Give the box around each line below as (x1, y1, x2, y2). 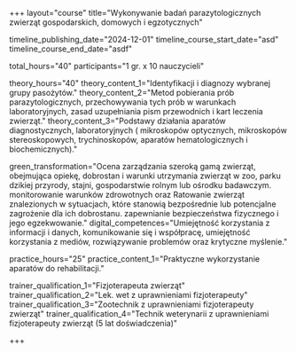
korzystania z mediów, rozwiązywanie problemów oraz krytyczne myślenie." (9, 237, 288, 247)
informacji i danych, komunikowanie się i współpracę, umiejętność (9, 227, 251, 238)
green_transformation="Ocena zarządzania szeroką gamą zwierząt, (9, 161, 256, 171)
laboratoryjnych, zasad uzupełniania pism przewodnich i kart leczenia (9, 106, 263, 116)
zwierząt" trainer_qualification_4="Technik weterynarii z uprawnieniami (9, 309, 269, 318)
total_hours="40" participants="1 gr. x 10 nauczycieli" (9, 61, 205, 71)
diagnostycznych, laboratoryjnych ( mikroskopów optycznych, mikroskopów (9, 125, 288, 136)
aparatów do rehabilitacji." (9, 263, 105, 273)
